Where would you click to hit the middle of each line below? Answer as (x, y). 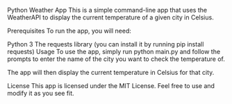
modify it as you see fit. (41, 93)
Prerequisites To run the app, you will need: (69, 31)
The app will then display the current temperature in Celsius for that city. (111, 72)
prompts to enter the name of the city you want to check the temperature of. (116, 59)
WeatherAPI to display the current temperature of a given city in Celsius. (110, 17)
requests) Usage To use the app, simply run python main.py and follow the (114, 52)
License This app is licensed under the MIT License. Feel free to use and (111, 86)
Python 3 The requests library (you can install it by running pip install (106, 44)
